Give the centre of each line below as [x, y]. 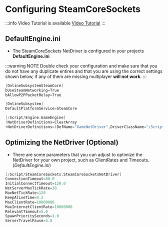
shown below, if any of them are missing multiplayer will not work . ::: [76, 76]
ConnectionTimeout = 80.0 [30, 179]
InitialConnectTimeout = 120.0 [35, 183]
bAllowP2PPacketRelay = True [33, 95]
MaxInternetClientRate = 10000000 [39, 207]
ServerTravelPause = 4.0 [29, 221]
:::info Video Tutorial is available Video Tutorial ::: [55, 23]
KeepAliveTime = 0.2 [24, 197]
